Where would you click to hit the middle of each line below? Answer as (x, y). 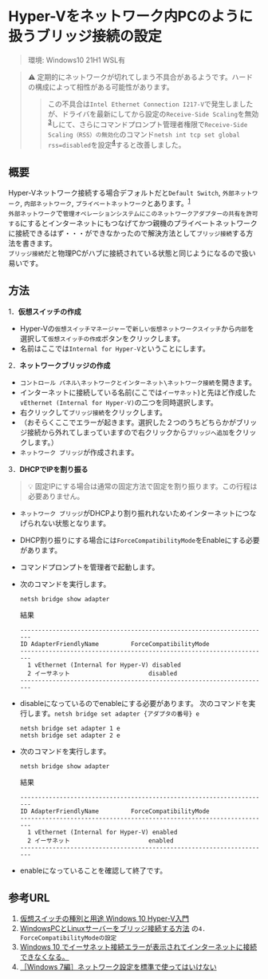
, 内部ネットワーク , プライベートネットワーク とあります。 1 (105, 202)
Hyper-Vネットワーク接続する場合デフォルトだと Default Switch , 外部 (122, 193)
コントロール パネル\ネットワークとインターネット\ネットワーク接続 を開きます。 (138, 382)
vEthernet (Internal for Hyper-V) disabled (108, 665)
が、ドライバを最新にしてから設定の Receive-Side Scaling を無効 (153, 113)
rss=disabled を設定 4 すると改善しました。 (116, 144)
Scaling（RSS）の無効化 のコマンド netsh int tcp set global (144, 134)
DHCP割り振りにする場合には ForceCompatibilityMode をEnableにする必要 (140, 540)
